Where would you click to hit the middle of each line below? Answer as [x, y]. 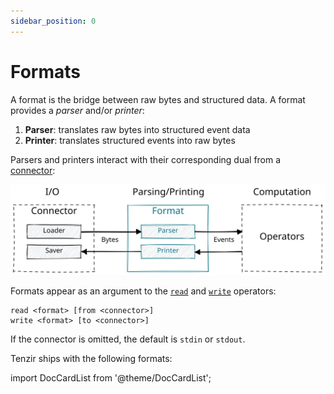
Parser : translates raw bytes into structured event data [137, 129]
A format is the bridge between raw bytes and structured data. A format [158, 99]
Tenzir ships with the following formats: [91, 359]
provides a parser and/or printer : [77, 110]
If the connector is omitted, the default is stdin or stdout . [128, 339]
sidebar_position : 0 [53, 21]
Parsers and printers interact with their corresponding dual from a [146, 159]
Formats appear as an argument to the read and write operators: [143, 291]
